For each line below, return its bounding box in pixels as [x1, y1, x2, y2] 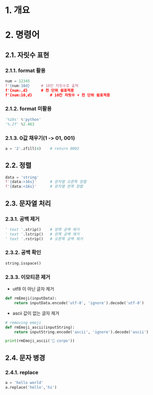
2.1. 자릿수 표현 [5, 50, 49, 59]
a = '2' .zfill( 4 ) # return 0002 [5, 146, 79, 151]
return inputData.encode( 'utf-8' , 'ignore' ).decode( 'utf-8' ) [14, 300, 144, 305]
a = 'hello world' [5, 380, 43, 385]
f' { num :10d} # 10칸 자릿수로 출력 [5, 83, 79, 88]
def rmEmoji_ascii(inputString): [5, 324, 75, 330]
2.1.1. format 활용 [5, 67, 46, 74]
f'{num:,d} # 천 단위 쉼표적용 [5, 88, 74, 93]
